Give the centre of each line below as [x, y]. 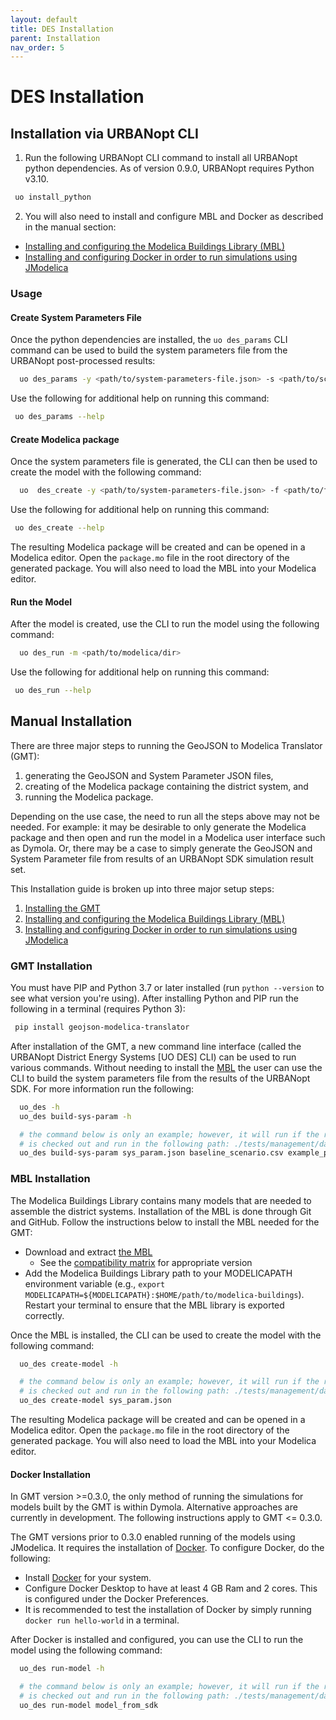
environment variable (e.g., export [95, 1283]
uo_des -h [39, 1107]
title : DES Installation [62, 29]
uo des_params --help [59, 417]
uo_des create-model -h [68, 1364]
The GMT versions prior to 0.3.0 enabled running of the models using [153, 1537]
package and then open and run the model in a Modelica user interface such [168, 837]
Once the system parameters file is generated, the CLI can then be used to [164, 462]
